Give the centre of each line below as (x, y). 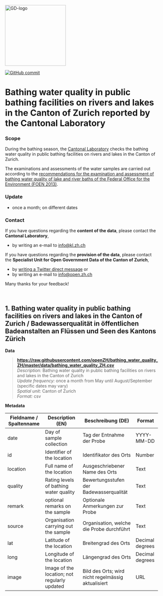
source (15, 526)
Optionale (94, 500)
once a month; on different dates (45, 207)
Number (145, 455)
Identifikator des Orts (106, 455)
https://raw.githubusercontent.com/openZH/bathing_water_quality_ (87, 360)
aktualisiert (95, 583)
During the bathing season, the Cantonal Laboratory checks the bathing (77, 149)
